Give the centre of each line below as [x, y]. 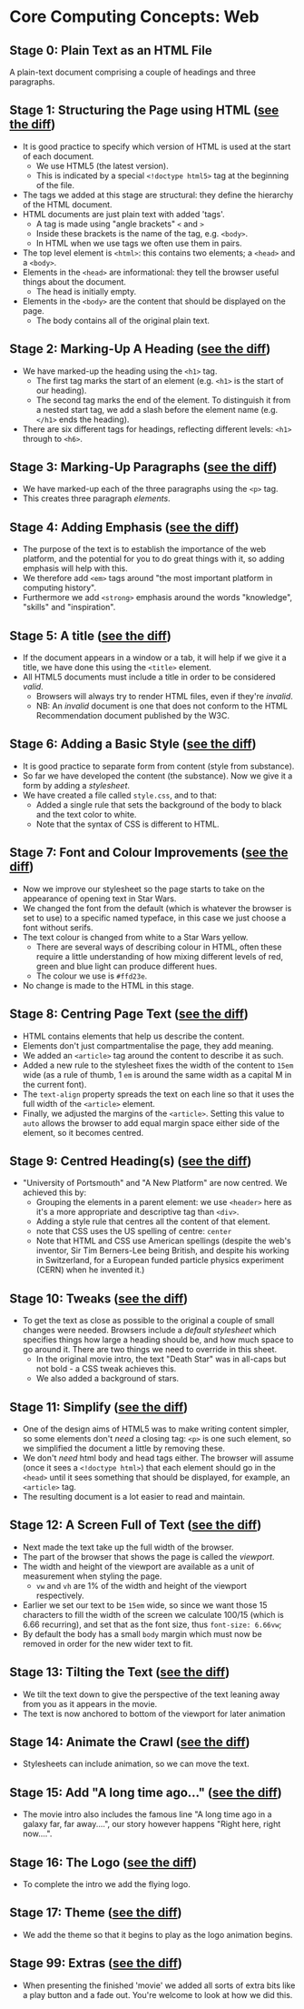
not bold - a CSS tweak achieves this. [106, 1369]
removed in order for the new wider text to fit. [108, 1643]
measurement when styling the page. [92, 1576]
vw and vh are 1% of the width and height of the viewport [142, 1585]
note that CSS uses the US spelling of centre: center [134, 1231]
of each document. [58, 156]
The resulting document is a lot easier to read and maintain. [134, 1496]
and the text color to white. [86, 814]
